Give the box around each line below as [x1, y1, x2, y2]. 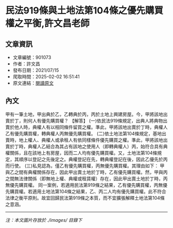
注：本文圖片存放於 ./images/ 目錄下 [5, 217, 82, 223]
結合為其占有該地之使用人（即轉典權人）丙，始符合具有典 [45, 143, 168, 149]
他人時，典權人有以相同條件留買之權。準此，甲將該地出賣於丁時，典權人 [14, 124, 168, 130]
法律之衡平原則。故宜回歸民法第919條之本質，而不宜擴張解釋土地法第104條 [5, 195, 165, 201]
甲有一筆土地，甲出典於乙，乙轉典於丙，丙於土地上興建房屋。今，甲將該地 [5, 111, 163, 117]
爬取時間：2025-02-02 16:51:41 [12, 74, 80, 80]
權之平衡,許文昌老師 [5, 17, 90, 29]
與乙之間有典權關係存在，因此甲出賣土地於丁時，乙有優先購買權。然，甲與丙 [5, 169, 168, 175]
